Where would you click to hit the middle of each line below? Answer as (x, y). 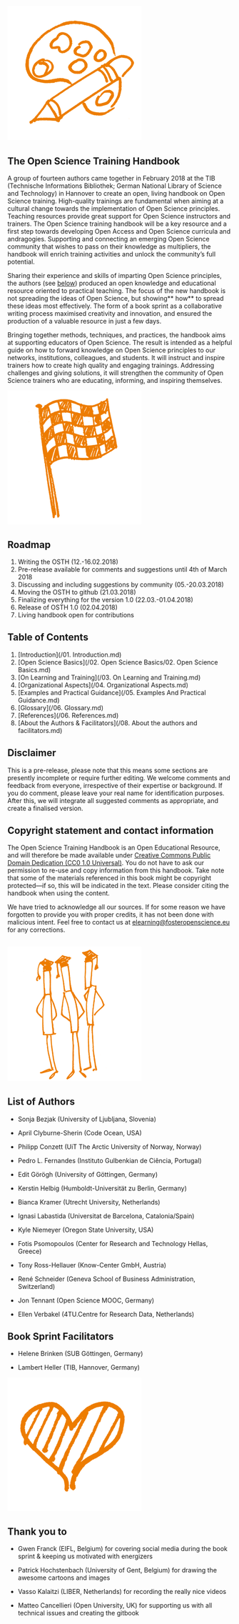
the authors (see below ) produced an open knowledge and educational (112, 283)
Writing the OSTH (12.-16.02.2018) (68, 562)
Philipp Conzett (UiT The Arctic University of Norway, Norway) (110, 1147)
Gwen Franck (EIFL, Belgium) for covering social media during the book (123, 1549)
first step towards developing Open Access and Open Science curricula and (119, 231)
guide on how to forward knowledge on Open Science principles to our (112, 350)
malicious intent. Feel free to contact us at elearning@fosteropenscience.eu (119, 922)
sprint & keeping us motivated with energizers (85, 1556)
